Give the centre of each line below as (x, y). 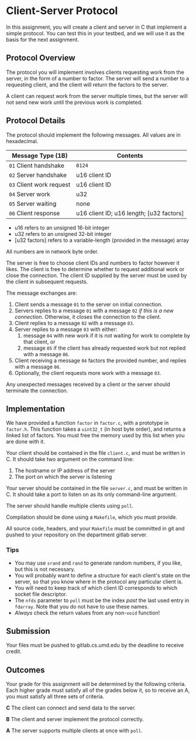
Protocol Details (36, 121)
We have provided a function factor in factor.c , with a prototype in (87, 423)
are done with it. (25, 442)
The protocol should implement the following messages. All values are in (93, 135)
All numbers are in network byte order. (52, 251)
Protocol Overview (41, 58)
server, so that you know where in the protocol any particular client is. (99, 582)
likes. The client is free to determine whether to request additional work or (95, 269)
